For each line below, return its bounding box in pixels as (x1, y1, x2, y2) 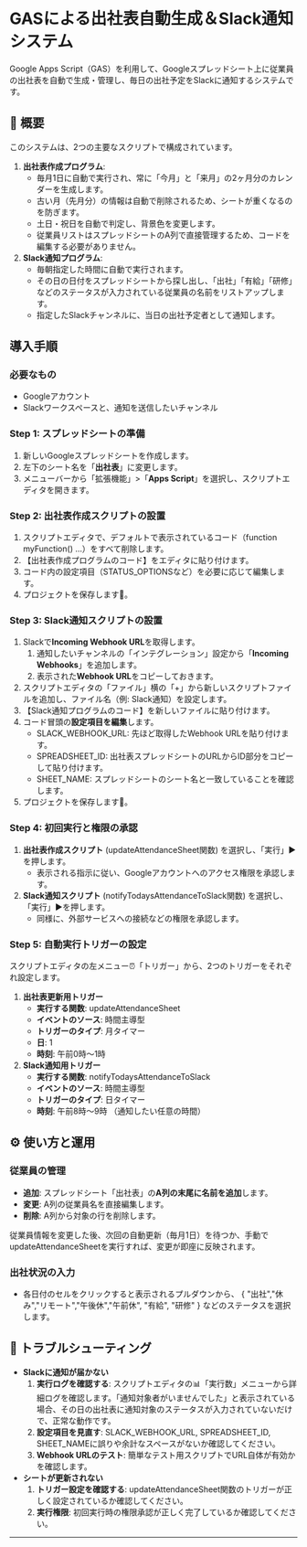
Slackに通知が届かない (22, 1366, 110, 1377)
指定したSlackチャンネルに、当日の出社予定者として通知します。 (36, 309, 281, 320)
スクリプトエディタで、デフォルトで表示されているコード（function (22, 532, 278, 543)
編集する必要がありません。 (36, 240, 142, 251)
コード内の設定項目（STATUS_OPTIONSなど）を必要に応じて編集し (22, 566, 277, 577)
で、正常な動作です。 (36, 1414, 116, 1426)
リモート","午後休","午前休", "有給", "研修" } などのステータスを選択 (39, 1299, 291, 1310)
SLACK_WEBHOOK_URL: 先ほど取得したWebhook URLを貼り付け (36, 728, 281, 739)
